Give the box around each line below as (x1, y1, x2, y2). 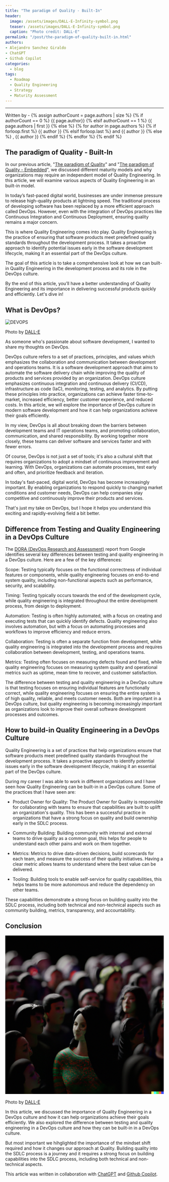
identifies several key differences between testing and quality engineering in (5, 551, 163, 558)
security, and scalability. (5, 582, 55, 588)
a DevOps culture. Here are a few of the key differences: (5, 557, 122, 563)
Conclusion (5, 922, 42, 931)
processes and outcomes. (5, 712, 59, 718)
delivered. (12, 866, 34, 872)
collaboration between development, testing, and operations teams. (5, 649, 145, 655)
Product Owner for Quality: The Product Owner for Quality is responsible (12, 799, 163, 805)
